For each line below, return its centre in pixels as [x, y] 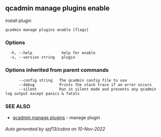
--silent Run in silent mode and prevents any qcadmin [87, 89]
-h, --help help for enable [53, 53]
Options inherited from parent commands [57, 70]
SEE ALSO [18, 107]
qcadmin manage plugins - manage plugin [56, 117]
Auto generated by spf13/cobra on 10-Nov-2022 [55, 129]
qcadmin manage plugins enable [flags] [47, 30]
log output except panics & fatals [43, 94]
